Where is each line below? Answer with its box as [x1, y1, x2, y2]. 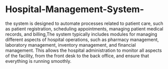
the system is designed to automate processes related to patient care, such [5, 20, 163, 26]
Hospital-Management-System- [5, 4, 144, 15]
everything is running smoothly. [5, 58, 72, 64]
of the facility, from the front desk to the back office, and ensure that [5, 52, 149, 59]
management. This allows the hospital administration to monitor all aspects [5, 47, 162, 53]
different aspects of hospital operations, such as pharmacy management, [5, 37, 159, 43]
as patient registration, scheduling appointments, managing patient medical [5, 25, 164, 31]
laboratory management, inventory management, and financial [5, 42, 136, 48]
